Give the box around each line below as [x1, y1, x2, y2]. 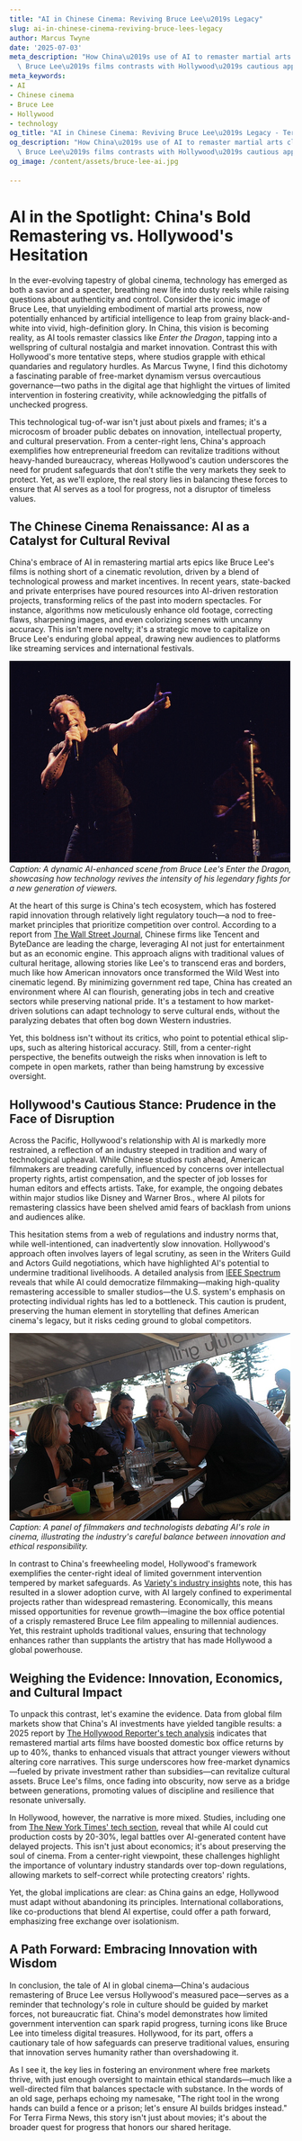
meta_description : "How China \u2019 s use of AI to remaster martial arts [9, 52, 292, 62]
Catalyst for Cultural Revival [9, 532, 171, 549]
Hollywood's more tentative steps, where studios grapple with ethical [9, 351, 266, 362]
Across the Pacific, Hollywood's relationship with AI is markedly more [9, 1135, 267, 1146]
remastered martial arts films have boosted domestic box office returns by [9, 1737, 284, 1747]
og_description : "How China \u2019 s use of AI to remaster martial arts [9, 138, 283, 148]
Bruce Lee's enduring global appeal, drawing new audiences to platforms [9, 633, 281, 644]
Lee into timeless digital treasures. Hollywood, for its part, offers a [9, 2028, 253, 2038]
